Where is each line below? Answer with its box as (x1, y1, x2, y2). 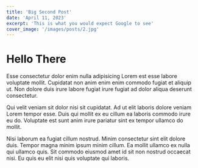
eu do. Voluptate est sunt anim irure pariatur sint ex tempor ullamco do (6, 117, 184, 124)
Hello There (6, 53, 66, 66)
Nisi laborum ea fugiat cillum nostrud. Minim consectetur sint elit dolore (6, 135, 186, 142)
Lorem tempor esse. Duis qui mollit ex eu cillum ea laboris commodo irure (6, 111, 191, 118)
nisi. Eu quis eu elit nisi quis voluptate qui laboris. (6, 155, 130, 162)
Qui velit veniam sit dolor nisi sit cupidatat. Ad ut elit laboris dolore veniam (6, 104, 192, 111)
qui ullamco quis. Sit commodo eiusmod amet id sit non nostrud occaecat (6, 148, 191, 156)
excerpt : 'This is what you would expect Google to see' (6, 20, 154, 26)
